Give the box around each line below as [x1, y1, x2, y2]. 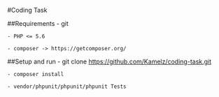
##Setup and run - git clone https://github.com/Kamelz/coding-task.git [7, 57, 212, 66]
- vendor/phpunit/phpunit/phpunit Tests [7, 83, 127, 90]
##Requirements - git [7, 20, 69, 27]
